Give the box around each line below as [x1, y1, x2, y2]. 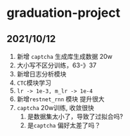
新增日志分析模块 [16, 70, 67, 78]
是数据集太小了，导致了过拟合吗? [27, 112, 124, 121]
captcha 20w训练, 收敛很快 [16, 104, 94, 111]
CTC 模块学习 [16, 79, 52, 87]
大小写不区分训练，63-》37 [16, 61, 97, 69]
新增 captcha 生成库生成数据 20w [16, 53, 113, 60]
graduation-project [6, 5, 121, 21]
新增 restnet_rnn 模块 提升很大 [16, 95, 105, 103]
